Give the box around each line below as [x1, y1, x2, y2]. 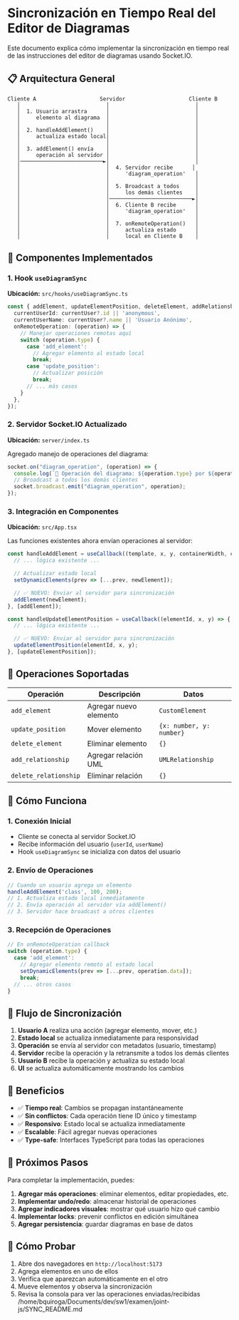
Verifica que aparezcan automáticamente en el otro [17, 1274, 169, 1283]
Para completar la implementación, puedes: [7, 1175, 135, 1184]
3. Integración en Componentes [7, 507, 119, 517]
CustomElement [159, 706, 207, 714]
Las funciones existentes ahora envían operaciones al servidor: [7, 537, 193, 545]
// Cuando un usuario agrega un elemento [7, 882, 132, 889]
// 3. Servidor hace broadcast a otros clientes [7, 908, 154, 915]
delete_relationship [11, 771, 80, 780]
